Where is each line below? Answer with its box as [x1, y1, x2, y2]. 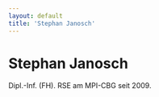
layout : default [8, 11, 63, 20]
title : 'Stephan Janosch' [8, 19, 95, 27]
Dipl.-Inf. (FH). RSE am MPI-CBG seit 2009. [8, 81, 152, 91]
